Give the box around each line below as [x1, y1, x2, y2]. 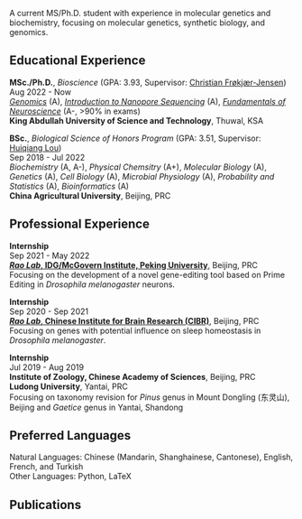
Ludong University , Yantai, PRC [9, 381, 129, 392]
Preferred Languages [9, 428, 132, 443]
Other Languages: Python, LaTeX [9, 471, 133, 482]
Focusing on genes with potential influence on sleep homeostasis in [9, 325, 261, 336]
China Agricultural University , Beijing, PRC [9, 190, 171, 201]
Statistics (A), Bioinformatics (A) [9, 181, 129, 191]
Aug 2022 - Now [9, 86, 72, 97]
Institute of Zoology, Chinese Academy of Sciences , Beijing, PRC [9, 371, 256, 382]
